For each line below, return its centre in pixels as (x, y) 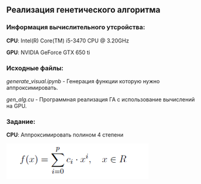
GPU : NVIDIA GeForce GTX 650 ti (48, 52)
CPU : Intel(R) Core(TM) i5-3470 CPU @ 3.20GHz (68, 40)
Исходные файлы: (35, 68)
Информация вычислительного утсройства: (76, 27)
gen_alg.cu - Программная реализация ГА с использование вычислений (100, 99)
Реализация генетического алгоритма (83, 10)
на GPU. (17, 106)
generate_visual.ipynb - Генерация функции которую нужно (83, 81)
